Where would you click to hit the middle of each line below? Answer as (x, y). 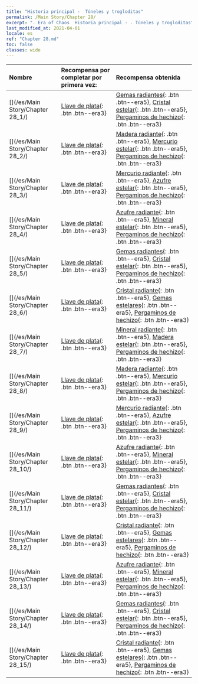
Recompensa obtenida (148, 77)
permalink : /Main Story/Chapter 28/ (51, 17)
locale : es (19, 34)
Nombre (21, 77)
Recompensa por (85, 70)
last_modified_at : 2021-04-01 (43, 28)
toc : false (19, 45)
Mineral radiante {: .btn (146, 330)
